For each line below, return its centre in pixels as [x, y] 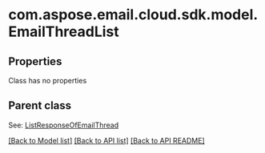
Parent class [40, 106]
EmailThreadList [64, 32]
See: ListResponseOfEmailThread [63, 125]
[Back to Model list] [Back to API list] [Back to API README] [107, 140]
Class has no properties [48, 81]
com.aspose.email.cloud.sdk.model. [133, 15]
